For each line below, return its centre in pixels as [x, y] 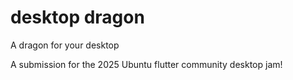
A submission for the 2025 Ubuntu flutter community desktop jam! [146, 64]
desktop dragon [77, 17]
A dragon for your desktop [65, 45]
